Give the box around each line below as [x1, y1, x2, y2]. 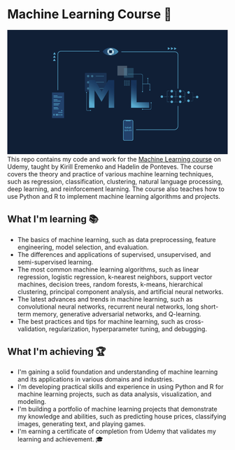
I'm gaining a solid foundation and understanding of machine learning [17, 367, 218, 377]
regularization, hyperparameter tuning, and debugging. [48, 325, 208, 333]
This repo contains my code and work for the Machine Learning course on [7, 155, 222, 163]
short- [200, 302, 219, 311]
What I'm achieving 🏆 [7, 346, 106, 358]
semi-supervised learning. [17, 258, 94, 266]
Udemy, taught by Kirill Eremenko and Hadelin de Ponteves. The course [7, 162, 213, 171]
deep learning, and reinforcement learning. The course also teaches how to [7, 185, 225, 193]
